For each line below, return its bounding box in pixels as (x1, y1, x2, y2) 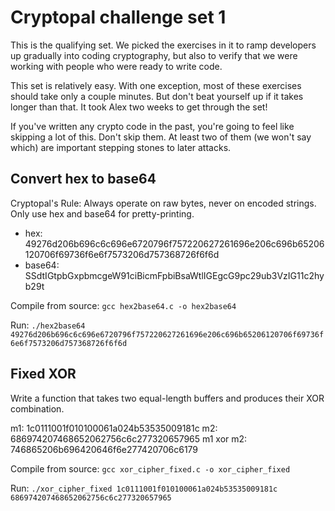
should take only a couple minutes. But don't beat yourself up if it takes (10, 90, 304, 102)
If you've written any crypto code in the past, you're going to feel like (10, 120, 295, 132)
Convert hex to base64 (10, 171, 157, 188)
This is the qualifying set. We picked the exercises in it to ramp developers (10, 39, 317, 51)
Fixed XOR (10, 366, 77, 383)
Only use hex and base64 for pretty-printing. (10, 207, 195, 220)
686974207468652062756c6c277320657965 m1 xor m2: (10, 432, 248, 445)
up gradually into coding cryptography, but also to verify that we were (10, 49, 298, 61)
